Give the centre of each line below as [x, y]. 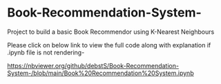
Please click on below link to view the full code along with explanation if [109, 45]
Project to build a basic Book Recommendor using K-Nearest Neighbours [111, 32]
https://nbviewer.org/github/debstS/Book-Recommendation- [93, 65]
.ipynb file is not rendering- [46, 52]
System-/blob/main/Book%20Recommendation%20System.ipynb [101, 73]
